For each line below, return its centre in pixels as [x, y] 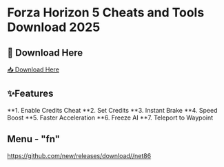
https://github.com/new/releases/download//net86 [79, 155]
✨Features [30, 94]
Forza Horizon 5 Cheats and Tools [106, 13]
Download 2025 [54, 27]
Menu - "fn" [34, 139]
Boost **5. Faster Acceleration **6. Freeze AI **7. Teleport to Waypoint [110, 118]
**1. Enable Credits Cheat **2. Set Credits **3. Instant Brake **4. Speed [112, 110]
